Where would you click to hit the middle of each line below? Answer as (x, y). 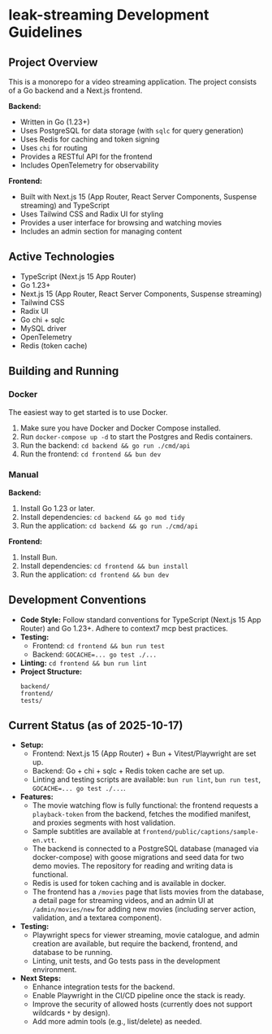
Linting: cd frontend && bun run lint (84, 663)
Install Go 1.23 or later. (57, 508)
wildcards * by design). (71, 1013)
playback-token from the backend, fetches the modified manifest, (142, 814)
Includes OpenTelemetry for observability (89, 165)
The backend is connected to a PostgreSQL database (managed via (145, 849)
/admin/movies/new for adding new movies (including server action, (144, 910)
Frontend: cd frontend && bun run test (98, 645)
